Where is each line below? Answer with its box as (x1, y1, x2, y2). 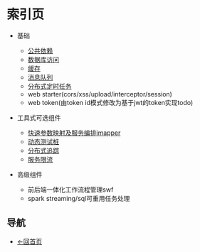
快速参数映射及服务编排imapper (27, 128, 121, 137)
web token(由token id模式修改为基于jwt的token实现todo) (27, 98, 194, 106)
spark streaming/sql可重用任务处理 (27, 194, 130, 202)
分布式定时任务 (27, 82, 72, 90)
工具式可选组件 (16, 113, 61, 121)
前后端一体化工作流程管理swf (27, 185, 114, 194)
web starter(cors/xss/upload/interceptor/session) (27, 89, 172, 98)
